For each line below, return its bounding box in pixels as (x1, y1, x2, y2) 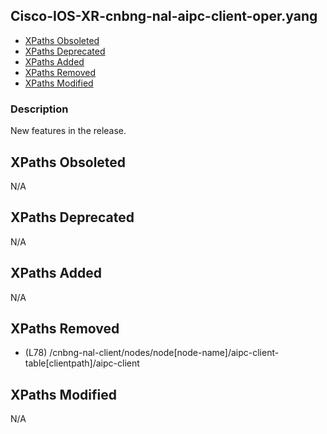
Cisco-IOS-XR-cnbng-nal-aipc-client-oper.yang (10, 8, 318, 25)
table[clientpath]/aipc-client (24, 357, 140, 369)
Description (10, 102, 69, 116)
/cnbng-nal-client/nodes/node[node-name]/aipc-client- (49, 347, 280, 359)
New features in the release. (10, 125, 127, 137)
